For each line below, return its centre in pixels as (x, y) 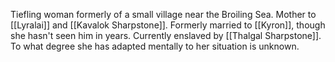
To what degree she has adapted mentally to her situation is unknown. (155, 46)
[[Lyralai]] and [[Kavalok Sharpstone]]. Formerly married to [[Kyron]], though (168, 25)
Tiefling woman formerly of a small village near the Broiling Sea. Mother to (163, 14)
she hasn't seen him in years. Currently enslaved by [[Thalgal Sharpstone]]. (166, 35)
